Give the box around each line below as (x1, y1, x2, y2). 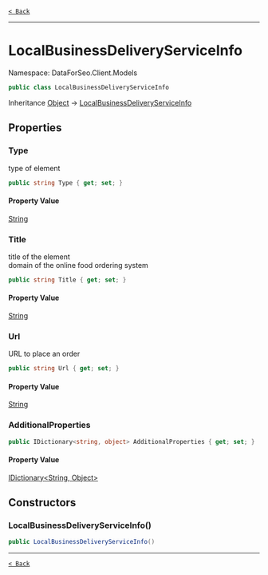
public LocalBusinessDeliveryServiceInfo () (8, 538, 156, 546)
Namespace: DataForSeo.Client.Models (8, 68, 138, 78)
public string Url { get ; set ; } (8, 365, 120, 373)
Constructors (8, 496, 77, 509)
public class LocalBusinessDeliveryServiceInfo (8, 83, 170, 91)
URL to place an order (8, 349, 81, 359)
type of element (8, 163, 61, 173)
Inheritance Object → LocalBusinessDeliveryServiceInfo (8, 98, 192, 107)
